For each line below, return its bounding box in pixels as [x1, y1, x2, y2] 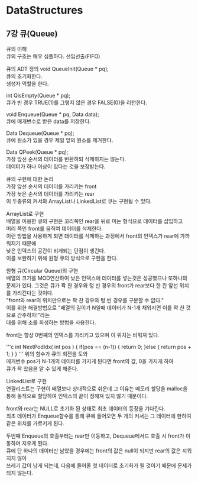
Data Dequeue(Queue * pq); [6, 130, 75, 137]
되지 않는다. [6, 470, 34, 476]
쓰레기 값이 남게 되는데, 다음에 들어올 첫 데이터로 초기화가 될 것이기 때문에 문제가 [6, 462, 192, 469]
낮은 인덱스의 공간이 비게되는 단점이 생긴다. [6, 247, 106, 254]
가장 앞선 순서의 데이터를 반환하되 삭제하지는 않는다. [6, 156, 126, 163]
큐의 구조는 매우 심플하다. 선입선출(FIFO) [6, 53, 100, 60]
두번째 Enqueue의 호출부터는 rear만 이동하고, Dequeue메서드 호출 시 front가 [6, 432, 184, 439]
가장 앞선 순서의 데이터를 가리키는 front [6, 183, 97, 190]
